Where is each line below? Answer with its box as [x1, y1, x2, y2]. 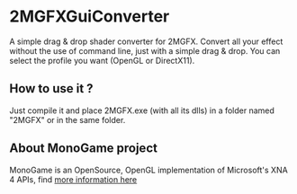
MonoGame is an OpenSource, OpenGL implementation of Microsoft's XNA [9, 164, 288, 175]
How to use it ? [9, 81, 94, 96]
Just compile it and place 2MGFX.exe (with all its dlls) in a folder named [9, 105, 274, 116]
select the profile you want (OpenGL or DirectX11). [9, 55, 195, 66]
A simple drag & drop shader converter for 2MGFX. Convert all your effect [9, 36, 283, 47]
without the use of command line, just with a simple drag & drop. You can [9, 45, 281, 56]
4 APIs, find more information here [9, 173, 138, 185]
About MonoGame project [9, 141, 157, 156]
